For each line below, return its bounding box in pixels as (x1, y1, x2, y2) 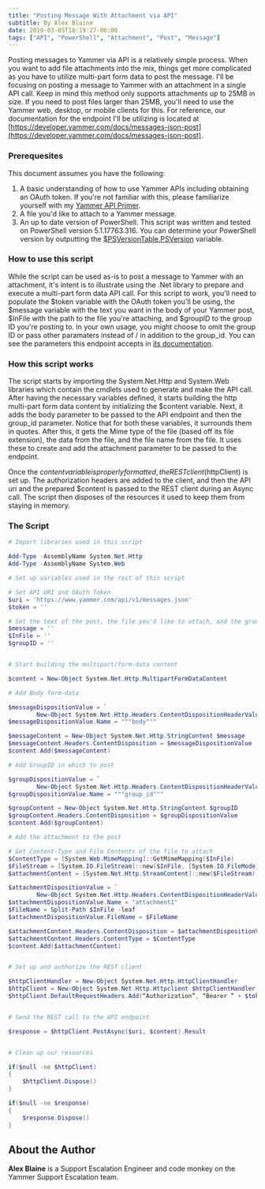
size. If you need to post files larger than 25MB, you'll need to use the (8, 97, 234, 107)
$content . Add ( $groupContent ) (8, 819, 104, 827)
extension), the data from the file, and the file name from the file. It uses (8, 435, 242, 444)
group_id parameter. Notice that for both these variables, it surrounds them (8, 418, 252, 428)
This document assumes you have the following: (8, 168, 166, 178)
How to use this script (8, 253, 94, 264)
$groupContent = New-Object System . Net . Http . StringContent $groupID (8, 805, 238, 812)
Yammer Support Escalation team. (8, 1172, 119, 1182)
